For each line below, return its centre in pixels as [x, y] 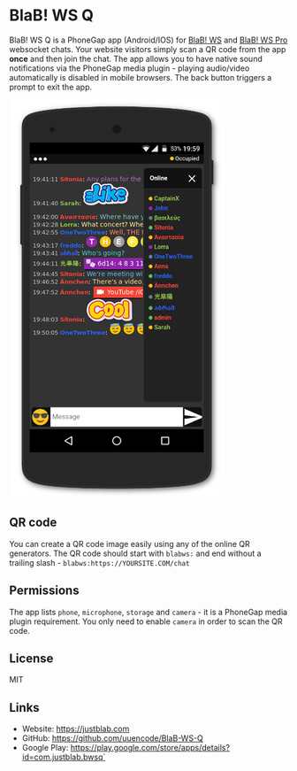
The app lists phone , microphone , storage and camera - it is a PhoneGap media [148, 612]
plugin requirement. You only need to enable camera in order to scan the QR [146, 621]
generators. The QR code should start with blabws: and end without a [136, 553]
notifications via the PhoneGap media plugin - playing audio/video [129, 68]
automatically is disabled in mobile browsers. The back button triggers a [141, 77]
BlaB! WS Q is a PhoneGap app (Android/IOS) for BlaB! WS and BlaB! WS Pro [148, 40]
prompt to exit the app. [51, 87]
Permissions [44, 591]
